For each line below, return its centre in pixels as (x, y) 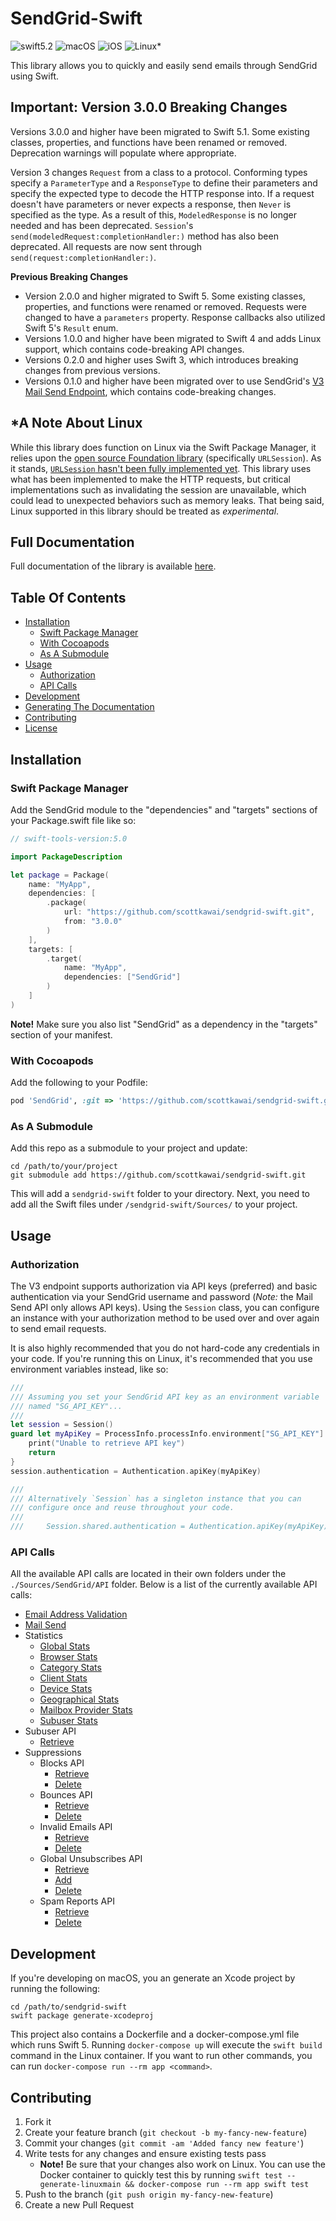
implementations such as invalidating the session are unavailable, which (158, 489)
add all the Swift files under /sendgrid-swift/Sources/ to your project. (154, 1204)
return (42, 1453)
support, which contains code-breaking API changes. (134, 349)
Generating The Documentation (89, 707)
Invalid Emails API (76, 1827)
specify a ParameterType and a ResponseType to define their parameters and (164, 183)
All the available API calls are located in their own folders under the (148, 1574)
